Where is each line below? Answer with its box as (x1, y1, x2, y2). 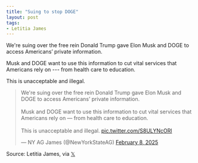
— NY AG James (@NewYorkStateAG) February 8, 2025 (20, 139, 159, 146)
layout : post (6, 14, 39, 20)
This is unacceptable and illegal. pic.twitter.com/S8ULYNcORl (20, 127, 172, 134)
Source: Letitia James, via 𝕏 (6, 150, 76, 158)
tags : (6, 20, 20, 26)
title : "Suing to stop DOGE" (6, 8, 79, 15)
